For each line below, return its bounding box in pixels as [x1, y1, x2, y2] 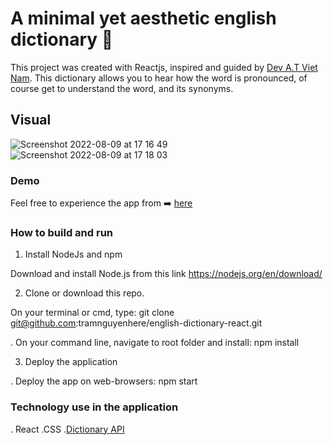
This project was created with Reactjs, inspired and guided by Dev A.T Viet [10, 61, 318, 73]
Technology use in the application [10, 400, 179, 414]
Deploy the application [24, 356, 118, 368]
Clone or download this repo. [24, 287, 145, 299]
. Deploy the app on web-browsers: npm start [10, 375, 198, 387]
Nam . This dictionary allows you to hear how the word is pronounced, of [10, 72, 308, 84]
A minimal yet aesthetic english [10, 7, 277, 30]
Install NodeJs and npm [24, 248, 123, 261]
